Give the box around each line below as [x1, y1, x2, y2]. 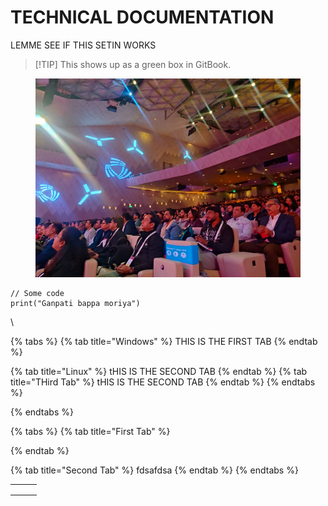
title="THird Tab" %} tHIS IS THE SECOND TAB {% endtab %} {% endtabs [10, 376, 316, 388]
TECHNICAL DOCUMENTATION [10, 6, 275, 29]
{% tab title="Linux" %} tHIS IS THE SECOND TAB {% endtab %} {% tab [10, 365, 308, 377]
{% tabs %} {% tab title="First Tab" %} [10, 425, 171, 437]
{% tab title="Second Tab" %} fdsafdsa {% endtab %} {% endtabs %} [10, 464, 299, 476]
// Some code [10, 288, 65, 298]
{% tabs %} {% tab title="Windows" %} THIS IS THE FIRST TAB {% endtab [10, 335, 318, 347]
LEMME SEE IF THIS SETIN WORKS [10, 39, 157, 51]
